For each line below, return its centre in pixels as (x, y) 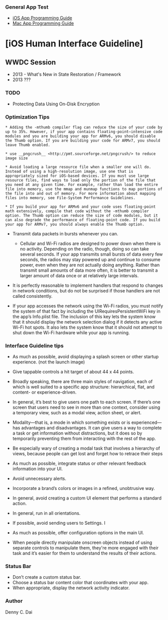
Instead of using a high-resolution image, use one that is (69, 171)
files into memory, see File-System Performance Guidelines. (70, 198)
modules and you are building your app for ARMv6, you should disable (80, 136)
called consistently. (32, 296)
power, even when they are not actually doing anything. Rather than (90, 265)
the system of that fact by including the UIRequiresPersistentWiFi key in (86, 311)
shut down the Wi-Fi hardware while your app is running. (71, 332)
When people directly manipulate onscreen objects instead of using (82, 542)
